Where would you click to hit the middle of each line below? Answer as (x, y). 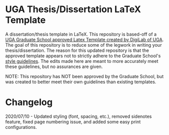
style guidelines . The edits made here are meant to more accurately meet (82, 61)
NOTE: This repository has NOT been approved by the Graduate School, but (84, 76)
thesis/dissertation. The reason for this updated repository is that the (77, 50)
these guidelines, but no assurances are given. (54, 66)
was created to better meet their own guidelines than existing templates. (81, 82)
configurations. (21, 127)
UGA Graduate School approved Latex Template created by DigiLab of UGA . (84, 40)
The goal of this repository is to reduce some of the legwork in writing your (84, 45)
